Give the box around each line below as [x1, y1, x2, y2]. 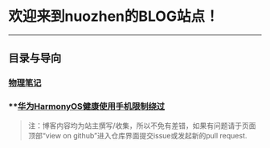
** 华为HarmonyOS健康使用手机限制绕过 [8, 101, 166, 112]
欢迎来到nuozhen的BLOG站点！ [8, 7, 219, 26]
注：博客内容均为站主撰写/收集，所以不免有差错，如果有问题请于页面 [27, 121, 256, 130]
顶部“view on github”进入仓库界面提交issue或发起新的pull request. [27, 130, 247, 140]
